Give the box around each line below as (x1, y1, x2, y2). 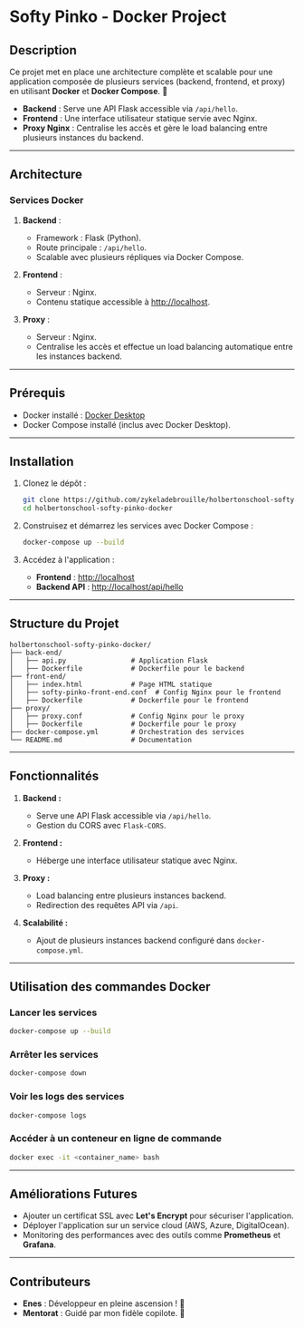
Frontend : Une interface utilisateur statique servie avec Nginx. (22, 113, 258, 123)
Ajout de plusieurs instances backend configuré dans (35, 935, 235, 945)
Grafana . (22, 1239, 57, 1250)
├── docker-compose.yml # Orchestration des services (9, 727, 245, 736)
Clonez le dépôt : (22, 478, 87, 489)
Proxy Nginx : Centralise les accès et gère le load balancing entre (22, 122, 269, 133)
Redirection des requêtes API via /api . (35, 899, 179, 910)
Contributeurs (9, 1274, 91, 1289)
